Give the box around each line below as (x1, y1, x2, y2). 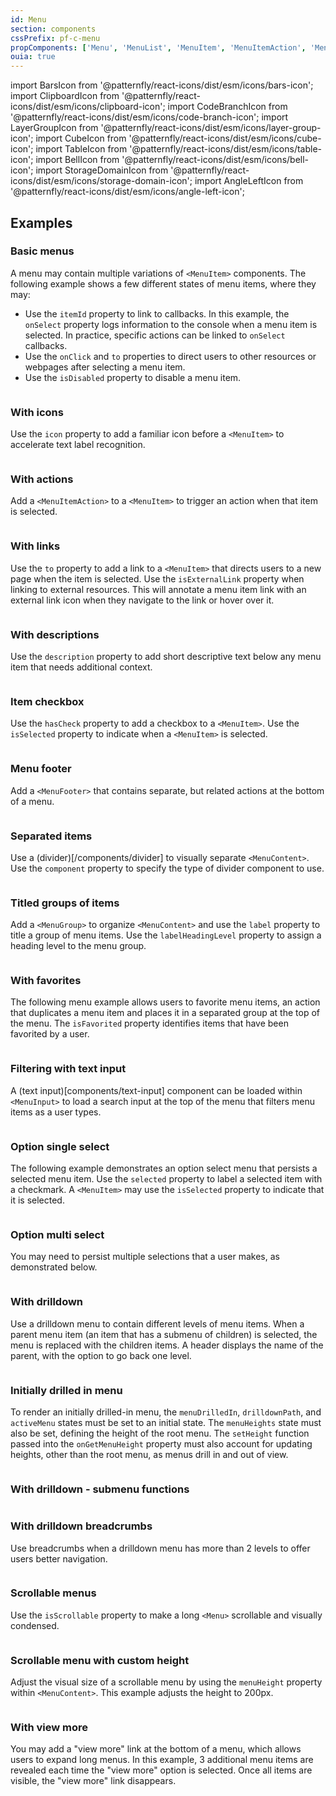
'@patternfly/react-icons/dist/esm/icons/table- (129, 143, 323, 155)
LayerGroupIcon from (10, 122, 99, 134)
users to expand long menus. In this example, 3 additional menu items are (10, 1754, 314, 1766)
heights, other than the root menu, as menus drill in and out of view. (10, 1448, 289, 1460)
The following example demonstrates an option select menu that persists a (10, 1162, 318, 1175)
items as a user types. (10, 1106, 102, 1118)
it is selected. (10, 1194, 65, 1206)
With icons (10, 405, 64, 419)
